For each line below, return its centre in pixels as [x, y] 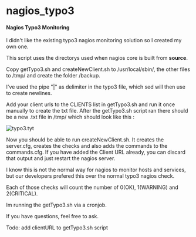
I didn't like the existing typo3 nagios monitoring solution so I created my [94, 40]
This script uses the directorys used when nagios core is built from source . [97, 58]
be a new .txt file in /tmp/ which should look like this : [70, 117]
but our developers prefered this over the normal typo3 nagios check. [90, 176]
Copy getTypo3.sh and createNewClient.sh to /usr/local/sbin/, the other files [98, 69]
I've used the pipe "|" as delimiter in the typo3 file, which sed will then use [96, 87]
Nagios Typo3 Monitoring [38, 27]
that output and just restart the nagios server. [61, 158]
